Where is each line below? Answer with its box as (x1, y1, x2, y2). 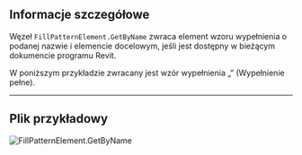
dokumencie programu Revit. (9, 49, 117, 61)
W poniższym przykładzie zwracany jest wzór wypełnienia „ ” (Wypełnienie (9, 67, 285, 78)
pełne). (9, 76, 36, 88)
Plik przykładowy (9, 111, 109, 126)
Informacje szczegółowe (9, 7, 150, 22)
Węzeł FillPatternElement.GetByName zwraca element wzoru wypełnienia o (9, 30, 288, 41)
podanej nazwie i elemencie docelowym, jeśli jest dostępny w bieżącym (9, 40, 276, 51)
